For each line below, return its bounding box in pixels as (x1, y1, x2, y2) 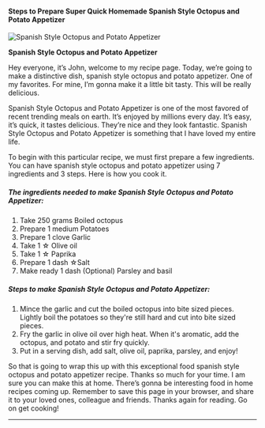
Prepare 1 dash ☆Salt (19, 258, 90, 267)
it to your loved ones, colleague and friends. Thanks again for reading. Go (8, 396, 248, 405)
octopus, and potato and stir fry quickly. (19, 338, 150, 347)
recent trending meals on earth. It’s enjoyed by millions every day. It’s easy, (8, 112, 252, 122)
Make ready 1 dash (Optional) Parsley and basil (19, 266, 173, 276)
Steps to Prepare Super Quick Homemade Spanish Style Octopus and (8, 6, 241, 16)
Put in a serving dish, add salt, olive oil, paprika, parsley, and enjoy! (19, 347, 238, 356)
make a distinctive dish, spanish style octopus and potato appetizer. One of (8, 71, 253, 81)
